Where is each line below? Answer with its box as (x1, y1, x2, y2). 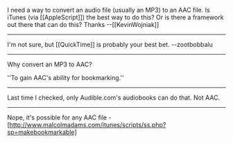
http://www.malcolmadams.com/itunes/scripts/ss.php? (9, 121, 166, 128)
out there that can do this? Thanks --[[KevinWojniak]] (7, 21, 159, 28)
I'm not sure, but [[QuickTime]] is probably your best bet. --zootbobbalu (7, 41, 213, 48)
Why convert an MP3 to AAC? (7, 60, 92, 68)
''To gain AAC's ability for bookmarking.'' (7, 74, 125, 82)
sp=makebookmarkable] (7, 128, 78, 136)
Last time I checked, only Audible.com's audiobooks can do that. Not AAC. (7, 93, 221, 102)
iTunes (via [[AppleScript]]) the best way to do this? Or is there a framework (7, 13, 224, 21)
